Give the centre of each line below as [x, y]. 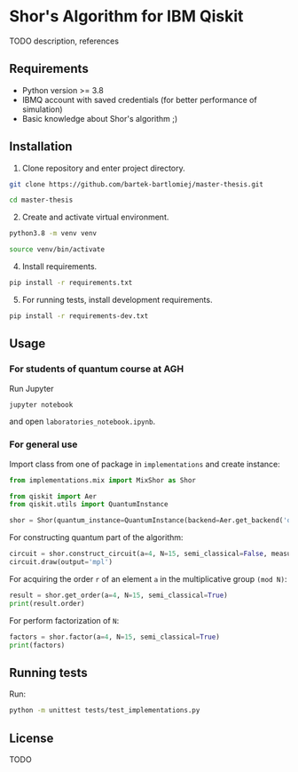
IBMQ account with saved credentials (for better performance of [139, 99]
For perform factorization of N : [64, 620]
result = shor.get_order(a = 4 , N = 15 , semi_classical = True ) [118, 595]
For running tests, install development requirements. [117, 299]
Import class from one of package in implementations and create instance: [145, 464]
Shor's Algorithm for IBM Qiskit [126, 16]
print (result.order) [47, 603]
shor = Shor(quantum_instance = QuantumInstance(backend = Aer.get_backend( [146, 521]
